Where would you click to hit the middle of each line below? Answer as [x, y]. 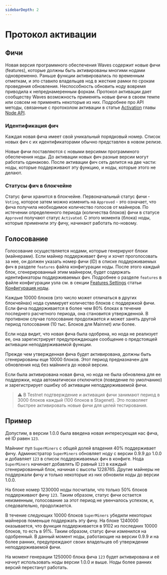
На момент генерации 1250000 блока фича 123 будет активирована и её [82, 557]
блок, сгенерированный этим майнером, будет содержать [68, 272]
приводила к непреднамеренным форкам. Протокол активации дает [79, 91]
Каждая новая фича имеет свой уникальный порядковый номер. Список [83, 136]
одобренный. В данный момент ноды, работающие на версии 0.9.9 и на [82, 536]
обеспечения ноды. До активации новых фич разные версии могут [77, 157]
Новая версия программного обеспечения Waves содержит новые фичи [83, 65]
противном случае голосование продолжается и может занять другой [81, 319]
